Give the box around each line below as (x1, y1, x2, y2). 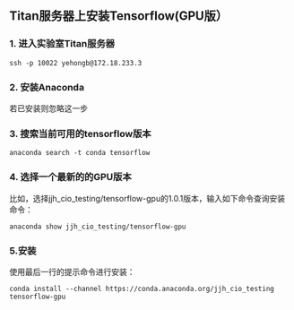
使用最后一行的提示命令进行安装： (9, 266, 135, 277)
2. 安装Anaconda (9, 81, 85, 93)
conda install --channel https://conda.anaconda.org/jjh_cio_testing (9, 284, 275, 293)
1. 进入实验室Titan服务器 (9, 38, 115, 50)
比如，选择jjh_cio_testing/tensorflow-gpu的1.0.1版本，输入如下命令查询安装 (9, 193, 286, 203)
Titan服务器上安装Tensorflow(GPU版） (9, 8, 229, 24)
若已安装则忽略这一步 (9, 102, 88, 114)
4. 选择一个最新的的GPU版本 (9, 171, 132, 184)
